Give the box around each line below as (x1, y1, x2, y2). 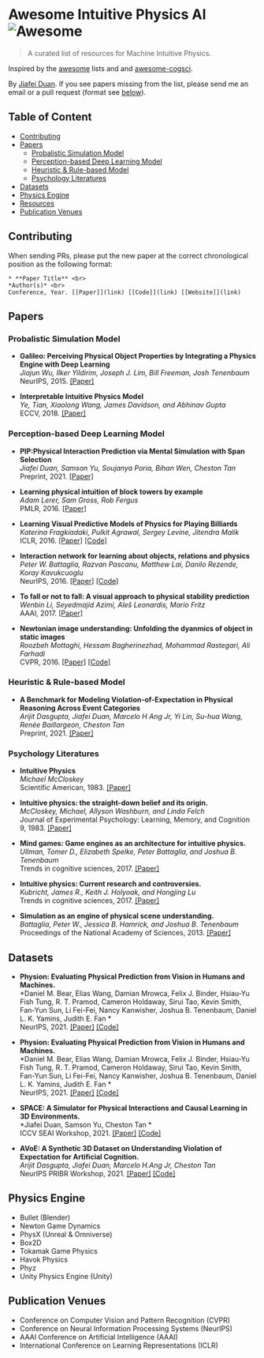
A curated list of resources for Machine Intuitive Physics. (27, 48, 211, 58)
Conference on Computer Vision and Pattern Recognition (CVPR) (19, 1315, 231, 1325)
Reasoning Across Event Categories (19, 703, 140, 713)
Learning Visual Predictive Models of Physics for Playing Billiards (19, 519, 238, 529)
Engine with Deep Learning (19, 359, 110, 369)
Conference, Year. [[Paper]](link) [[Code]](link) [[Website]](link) (8, 288, 242, 296)
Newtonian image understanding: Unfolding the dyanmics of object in (19, 623, 254, 633)
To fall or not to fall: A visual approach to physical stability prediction (19, 591, 250, 601)
